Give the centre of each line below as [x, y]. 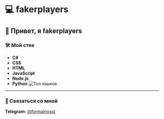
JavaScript [23, 73]
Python [20, 83]
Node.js [20, 78]
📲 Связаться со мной [31, 101]
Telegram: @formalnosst [30, 112]
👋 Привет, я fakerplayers [44, 31]
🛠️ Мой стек [20, 45]
